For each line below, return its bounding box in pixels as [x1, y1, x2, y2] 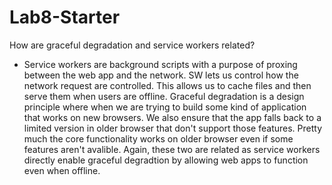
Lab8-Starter [9, 6, 121, 29]
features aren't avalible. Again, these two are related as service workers [23, 143, 321, 155]
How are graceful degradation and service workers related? [9, 39, 256, 51]
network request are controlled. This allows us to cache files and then [23, 79, 312, 91]
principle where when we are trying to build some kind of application [23, 101, 307, 113]
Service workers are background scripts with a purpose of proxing [23, 58, 298, 70]
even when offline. [23, 164, 101, 176]
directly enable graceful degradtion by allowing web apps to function [23, 154, 309, 166]
